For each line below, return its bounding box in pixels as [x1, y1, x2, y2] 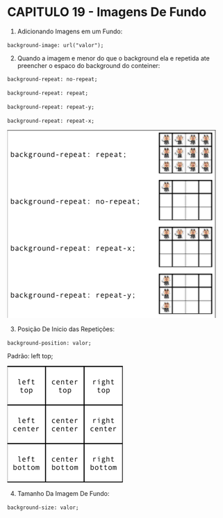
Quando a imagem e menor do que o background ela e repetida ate [17, 53, 210, 62]
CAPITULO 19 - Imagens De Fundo [7, 4, 207, 20]
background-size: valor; [7, 504, 79, 511]
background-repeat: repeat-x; [7, 117, 95, 124]
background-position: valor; [7, 340, 92, 346]
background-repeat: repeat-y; [7, 103, 95, 110]
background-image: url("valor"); [7, 42, 104, 49]
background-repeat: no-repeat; [7, 76, 98, 83]
